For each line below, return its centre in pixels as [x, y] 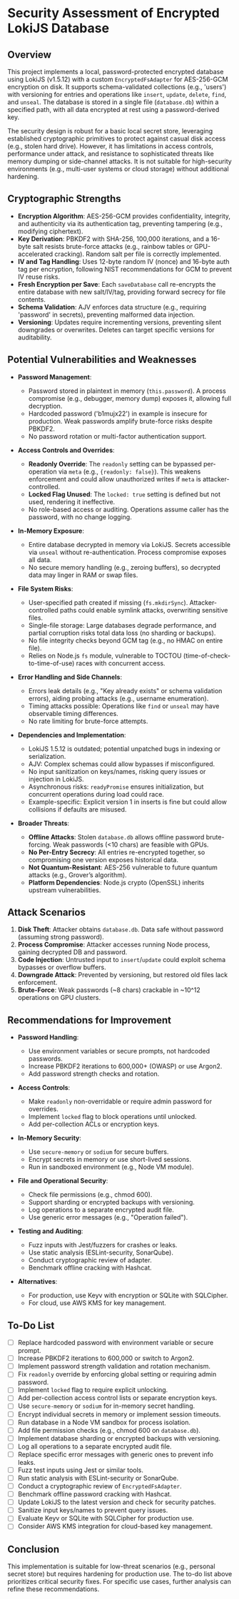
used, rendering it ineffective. [72, 501]
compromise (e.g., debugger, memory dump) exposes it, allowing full [130, 398]
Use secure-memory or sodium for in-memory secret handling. [106, 1406]
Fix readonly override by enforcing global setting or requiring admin [117, 1374]
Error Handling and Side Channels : [70, 677]
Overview [30, 55]
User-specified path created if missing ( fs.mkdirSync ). [108, 602]
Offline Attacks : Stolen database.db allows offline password [116, 837]
